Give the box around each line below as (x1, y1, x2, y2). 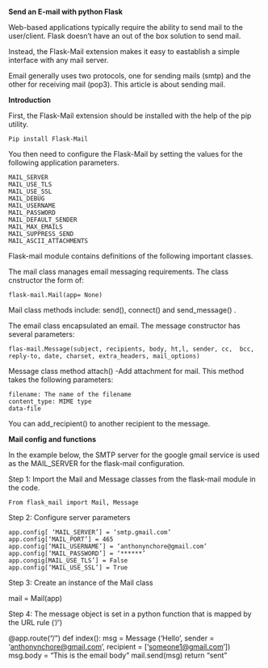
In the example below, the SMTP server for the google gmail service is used (8, 450, 260, 460)
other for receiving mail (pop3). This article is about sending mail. (8, 80, 226, 89)
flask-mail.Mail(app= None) (8, 291, 103, 299)
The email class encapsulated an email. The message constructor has (8, 321, 241, 330)
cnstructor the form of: (8, 275, 85, 285)
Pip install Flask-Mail (8, 135, 89, 143)
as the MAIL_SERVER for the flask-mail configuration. (8, 459, 186, 468)
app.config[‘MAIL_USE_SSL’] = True (8, 564, 128, 572)
